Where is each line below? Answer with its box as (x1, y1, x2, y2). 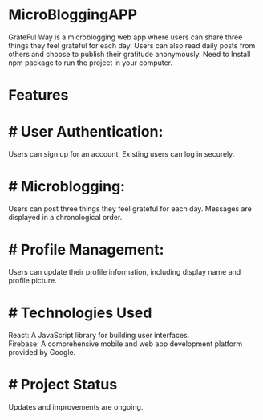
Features (8, 86, 69, 104)
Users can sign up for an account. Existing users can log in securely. (8, 149, 235, 159)
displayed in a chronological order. (8, 213, 123, 222)
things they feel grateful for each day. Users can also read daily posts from (8, 40, 256, 50)
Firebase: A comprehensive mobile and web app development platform (8, 339, 243, 349)
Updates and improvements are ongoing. (8, 402, 144, 411)
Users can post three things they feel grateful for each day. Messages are (8, 204, 253, 214)
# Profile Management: (8, 241, 164, 259)
